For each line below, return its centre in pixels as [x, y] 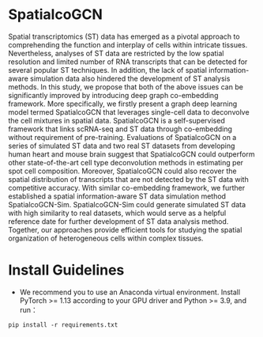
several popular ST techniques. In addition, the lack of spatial [108, 70]
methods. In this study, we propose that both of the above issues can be [126, 87]
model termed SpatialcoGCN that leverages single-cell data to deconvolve [129, 112]
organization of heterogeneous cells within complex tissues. [106, 238]
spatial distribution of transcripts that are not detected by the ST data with [128, 179]
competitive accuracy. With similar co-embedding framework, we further [127, 187]
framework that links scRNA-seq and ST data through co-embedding [120, 129]
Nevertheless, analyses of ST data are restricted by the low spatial [116, 53]
